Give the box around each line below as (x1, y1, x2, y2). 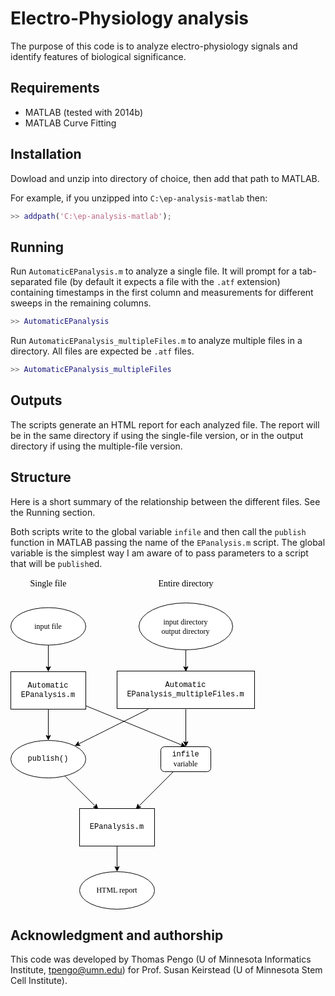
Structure (10, 469, 72, 486)
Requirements (10, 80, 100, 97)
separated (10, 276, 53, 288)
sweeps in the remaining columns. (10, 297, 152, 309)
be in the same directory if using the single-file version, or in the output (10, 429, 304, 441)
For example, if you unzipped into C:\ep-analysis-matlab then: (10, 192, 268, 204)
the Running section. (10, 506, 96, 518)
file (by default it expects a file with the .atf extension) (54, 276, 281, 288)
